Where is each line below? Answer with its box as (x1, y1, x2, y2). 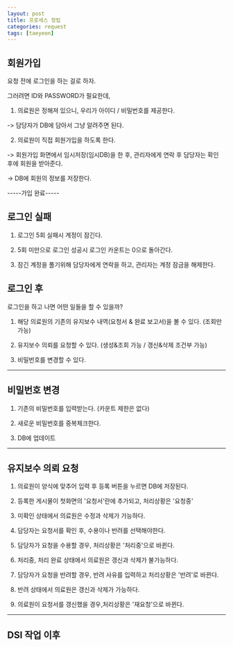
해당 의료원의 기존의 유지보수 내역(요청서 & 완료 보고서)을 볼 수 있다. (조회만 (17, 317, 222, 325)
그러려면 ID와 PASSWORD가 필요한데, (7, 92, 111, 100)
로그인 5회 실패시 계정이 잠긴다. (17, 231, 103, 239)
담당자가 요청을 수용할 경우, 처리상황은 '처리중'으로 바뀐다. (17, 541, 175, 550)
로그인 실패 (7, 211, 52, 223)
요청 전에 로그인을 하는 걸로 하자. (7, 77, 96, 85)
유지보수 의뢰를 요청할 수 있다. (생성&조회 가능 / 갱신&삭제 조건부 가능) (17, 341, 208, 349)
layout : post (7, 10, 45, 17)
